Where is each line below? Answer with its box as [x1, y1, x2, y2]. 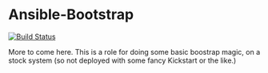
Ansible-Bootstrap [8, 6, 134, 24]
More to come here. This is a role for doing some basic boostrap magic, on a [8, 47, 261, 56]
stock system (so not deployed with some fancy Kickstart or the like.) [8, 56, 237, 65]
